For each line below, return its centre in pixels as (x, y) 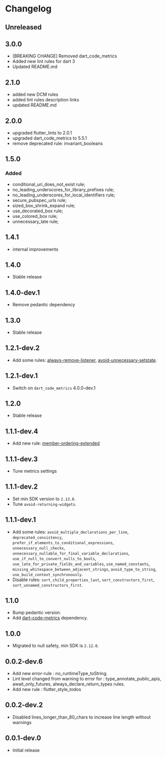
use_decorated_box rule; (38, 211)
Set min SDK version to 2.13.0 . (44, 499)
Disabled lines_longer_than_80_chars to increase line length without (82, 717)
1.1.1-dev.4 (22, 431)
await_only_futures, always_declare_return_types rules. (69, 684)
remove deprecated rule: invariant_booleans (57, 143)
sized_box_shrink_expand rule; (44, 205)
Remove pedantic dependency (44, 305)
